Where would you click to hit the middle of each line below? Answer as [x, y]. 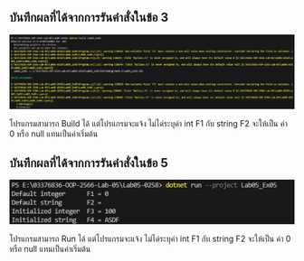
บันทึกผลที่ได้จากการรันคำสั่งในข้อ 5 [89, 163]
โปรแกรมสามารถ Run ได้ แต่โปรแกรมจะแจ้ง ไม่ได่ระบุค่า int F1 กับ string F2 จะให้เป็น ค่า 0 [150, 238]
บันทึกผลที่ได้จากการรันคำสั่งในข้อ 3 [89, 18]
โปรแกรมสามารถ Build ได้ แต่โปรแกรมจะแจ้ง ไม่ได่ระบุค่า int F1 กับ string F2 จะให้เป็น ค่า [148, 124]
